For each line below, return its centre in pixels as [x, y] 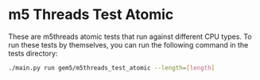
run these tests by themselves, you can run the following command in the [128, 44]
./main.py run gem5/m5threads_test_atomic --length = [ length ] [112, 68]
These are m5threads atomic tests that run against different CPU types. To [130, 36]
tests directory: [33, 53]
